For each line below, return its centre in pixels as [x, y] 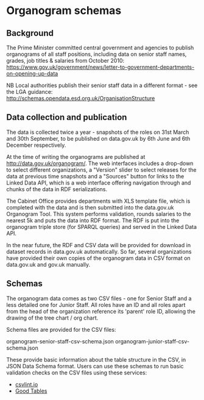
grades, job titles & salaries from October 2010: [65, 61]
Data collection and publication [67, 117]
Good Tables [31, 391]
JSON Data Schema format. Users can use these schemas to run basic [95, 366]
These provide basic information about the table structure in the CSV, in [96, 359]
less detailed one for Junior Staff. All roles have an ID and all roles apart [96, 304]
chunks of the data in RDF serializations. [57, 189]
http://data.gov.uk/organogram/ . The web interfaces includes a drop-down [100, 163]
